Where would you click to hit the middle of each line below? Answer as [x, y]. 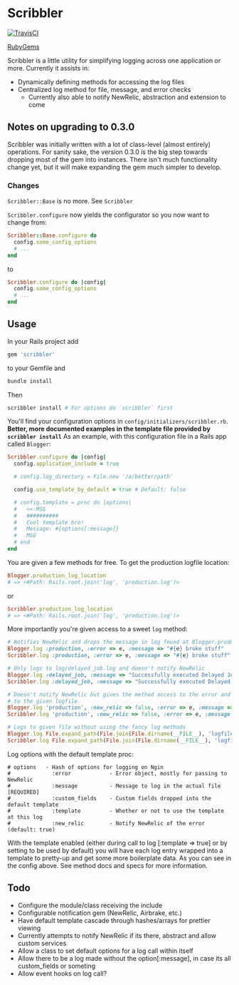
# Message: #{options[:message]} [67, 529]
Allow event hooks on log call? [62, 973]
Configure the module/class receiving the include [90, 905]
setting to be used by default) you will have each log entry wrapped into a [115, 850]
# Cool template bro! [49, 522]
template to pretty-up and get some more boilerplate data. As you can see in [119, 858]
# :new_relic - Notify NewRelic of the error [106, 823]
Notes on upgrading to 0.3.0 [71, 127]
